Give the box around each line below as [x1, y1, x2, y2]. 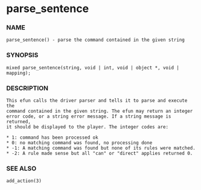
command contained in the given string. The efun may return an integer [6, 108, 193, 115]
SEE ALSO [6, 165, 37, 173]
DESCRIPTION [6, 84, 49, 92]
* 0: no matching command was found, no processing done [6, 140, 153, 146]
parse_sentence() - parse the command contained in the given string [6, 37, 185, 43]
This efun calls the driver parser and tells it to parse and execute [6, 98, 188, 104]
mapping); [6, 70, 31, 76]
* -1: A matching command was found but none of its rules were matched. [6, 145, 196, 151]
